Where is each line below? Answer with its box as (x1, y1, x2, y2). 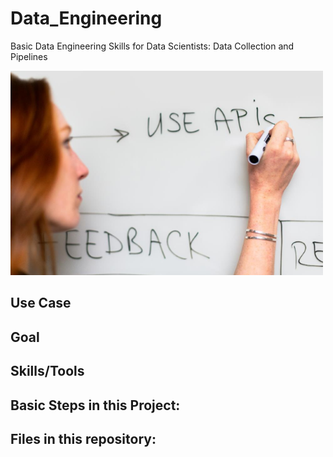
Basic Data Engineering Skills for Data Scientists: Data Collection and (10, 40, 295, 52)
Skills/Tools (10, 363, 85, 380)
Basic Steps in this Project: (10, 397, 181, 414)
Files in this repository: (10, 430, 157, 447)
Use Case (10, 295, 72, 312)
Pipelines (10, 50, 48, 62)
